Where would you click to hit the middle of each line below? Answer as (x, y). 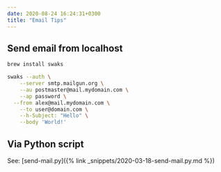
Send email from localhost (65, 48)
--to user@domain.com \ (54, 109)
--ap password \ (43, 96)
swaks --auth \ (29, 77)
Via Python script (46, 144)
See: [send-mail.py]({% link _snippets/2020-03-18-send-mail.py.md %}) (111, 161)
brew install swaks (35, 64)
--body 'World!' (43, 123)
